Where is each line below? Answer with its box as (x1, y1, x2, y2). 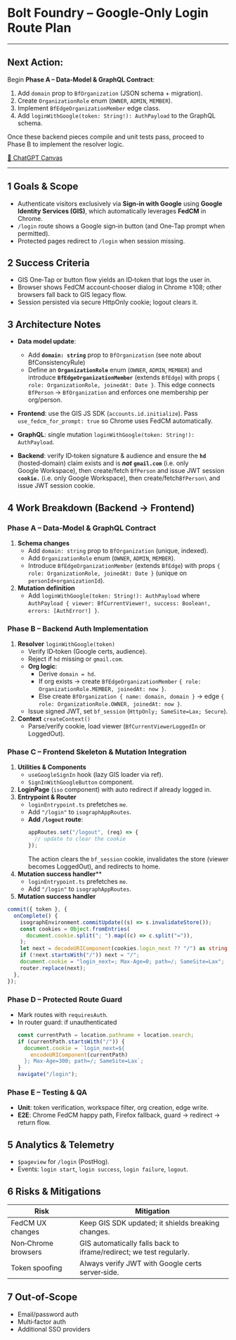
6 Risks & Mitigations (7, 1185, 102, 1197)
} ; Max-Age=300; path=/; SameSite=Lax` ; (24, 1058, 144, 1065)
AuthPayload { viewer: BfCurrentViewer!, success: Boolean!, (27, 600, 211, 607)
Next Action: (7, 56, 64, 68)
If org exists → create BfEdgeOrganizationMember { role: (38, 677, 202, 685)
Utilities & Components (17, 763, 86, 771)
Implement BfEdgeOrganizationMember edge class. (17, 103, 161, 112)
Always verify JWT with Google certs (79, 1258, 202, 1268)
